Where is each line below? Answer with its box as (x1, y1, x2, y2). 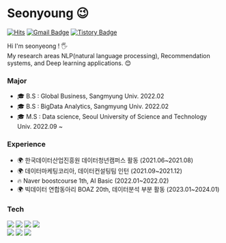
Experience (7, 140, 46, 149)
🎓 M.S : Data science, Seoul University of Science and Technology (16, 112, 207, 121)
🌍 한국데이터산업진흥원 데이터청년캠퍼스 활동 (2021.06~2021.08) (16, 156, 193, 164)
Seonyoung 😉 (7, 5, 89, 21)
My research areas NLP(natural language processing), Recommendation (7, 51, 210, 60)
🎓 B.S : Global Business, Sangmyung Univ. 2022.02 (16, 92, 165, 101)
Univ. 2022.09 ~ (16, 123, 63, 131)
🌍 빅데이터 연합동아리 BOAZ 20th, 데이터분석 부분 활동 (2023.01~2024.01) (16, 185, 220, 193)
